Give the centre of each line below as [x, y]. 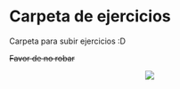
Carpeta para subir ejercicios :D [68, 41]
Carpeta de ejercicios [90, 16]
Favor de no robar [42, 58]
